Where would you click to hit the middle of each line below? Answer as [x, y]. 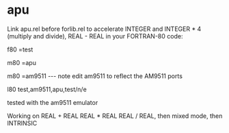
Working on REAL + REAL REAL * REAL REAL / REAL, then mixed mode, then [115, 116]
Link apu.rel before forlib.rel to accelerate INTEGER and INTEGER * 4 [104, 29]
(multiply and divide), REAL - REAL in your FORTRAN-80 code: [95, 36]
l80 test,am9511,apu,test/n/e [47, 89]
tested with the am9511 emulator [53, 102]
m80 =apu [22, 62]
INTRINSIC [22, 123]
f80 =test [20, 49]
